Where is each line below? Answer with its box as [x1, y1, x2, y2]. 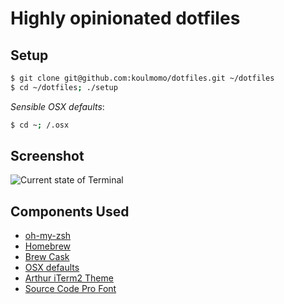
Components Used [10, 203, 130, 220]
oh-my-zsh [24, 230, 72, 242]
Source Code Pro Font [24, 283, 117, 295]
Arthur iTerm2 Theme [24, 272, 114, 284]
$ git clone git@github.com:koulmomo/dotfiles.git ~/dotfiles [10, 73, 275, 83]
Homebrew [24, 240, 71, 252]
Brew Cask [24, 251, 70, 263]
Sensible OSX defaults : [10, 100, 105, 112]
